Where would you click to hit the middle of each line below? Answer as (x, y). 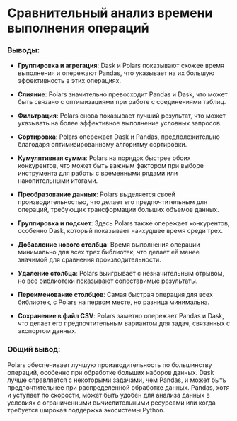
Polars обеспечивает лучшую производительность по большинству (110, 365)
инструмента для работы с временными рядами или (98, 173)
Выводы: (24, 50)
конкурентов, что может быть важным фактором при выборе (110, 166)
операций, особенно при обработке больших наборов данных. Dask (111, 372)
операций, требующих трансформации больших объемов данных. (118, 210)
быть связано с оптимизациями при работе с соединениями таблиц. (122, 102)
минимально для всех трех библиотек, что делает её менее (109, 252)
